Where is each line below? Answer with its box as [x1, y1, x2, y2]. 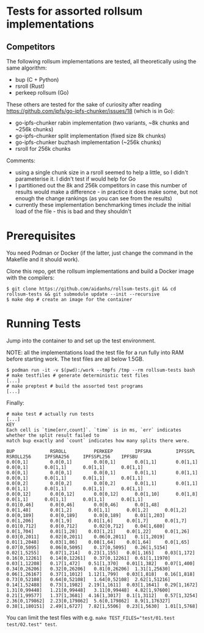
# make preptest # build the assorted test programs [6, 383, 144, 389]
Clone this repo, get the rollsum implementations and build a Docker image [6, 267, 194, 275]
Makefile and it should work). [6, 255, 79, 263]
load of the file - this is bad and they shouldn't [15, 208, 131, 215]
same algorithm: [6, 64, 47, 71]
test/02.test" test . [6, 620, 57, 628]
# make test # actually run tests [6, 411, 95, 417]
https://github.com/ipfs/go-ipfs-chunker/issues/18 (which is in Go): [6, 107, 175, 114]
